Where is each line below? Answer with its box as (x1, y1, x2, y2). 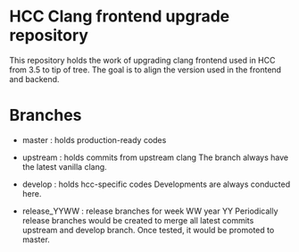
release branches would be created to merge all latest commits (21, 214, 254, 225)
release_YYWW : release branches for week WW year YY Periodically (21, 206, 278, 216)
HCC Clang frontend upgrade (9, 6, 230, 27)
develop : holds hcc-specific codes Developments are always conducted (21, 179, 291, 189)
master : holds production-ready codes (21, 134, 167, 145)
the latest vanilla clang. (21, 161, 107, 172)
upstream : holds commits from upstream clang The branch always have (21, 152, 288, 163)
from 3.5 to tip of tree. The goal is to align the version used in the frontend (9, 64, 282, 75)
